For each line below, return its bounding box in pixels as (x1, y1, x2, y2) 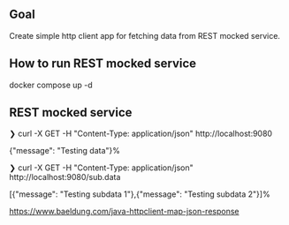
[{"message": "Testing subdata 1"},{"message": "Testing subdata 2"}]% (9, 189, 271, 199)
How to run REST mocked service (9, 56, 197, 71)
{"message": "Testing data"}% (9, 146, 121, 156)
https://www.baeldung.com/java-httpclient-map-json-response (9, 206, 240, 217)
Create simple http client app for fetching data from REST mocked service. (9, 30, 281, 41)
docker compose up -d (9, 79, 93, 90)
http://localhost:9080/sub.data (9, 172, 121, 183)
